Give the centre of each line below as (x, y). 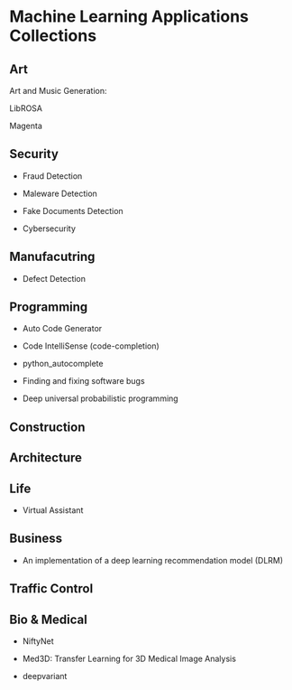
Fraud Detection (52, 176)
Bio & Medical (48, 619)
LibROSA (26, 108)
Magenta (26, 126)
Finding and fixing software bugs (84, 381)
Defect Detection (54, 278)
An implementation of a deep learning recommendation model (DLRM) (153, 560)
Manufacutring (52, 257)
